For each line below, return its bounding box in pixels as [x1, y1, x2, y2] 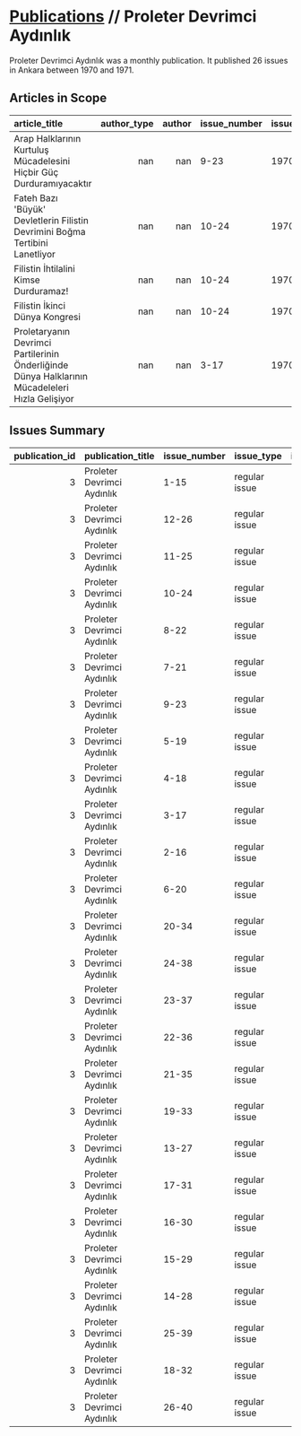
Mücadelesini [13, 154, 71, 167]
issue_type [234, 449, 282, 462]
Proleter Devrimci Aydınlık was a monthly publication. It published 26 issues [9, 55, 288, 65]
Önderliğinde [13, 359, 69, 371]
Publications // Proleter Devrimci [9, 6, 257, 27]
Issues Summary [9, 423, 106, 439]
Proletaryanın [13, 325, 71, 337]
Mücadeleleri [13, 381, 69, 394]
